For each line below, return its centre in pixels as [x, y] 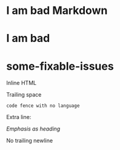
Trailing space [24, 95]
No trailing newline [30, 141]
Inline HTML [22, 83]
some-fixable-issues [60, 66]
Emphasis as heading [33, 129]
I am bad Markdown [57, 11]
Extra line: [19, 117]
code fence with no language [43, 106]
